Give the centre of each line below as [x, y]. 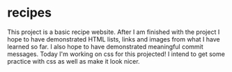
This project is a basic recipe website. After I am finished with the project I [114, 32]
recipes [30, 13]
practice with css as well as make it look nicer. [74, 61]
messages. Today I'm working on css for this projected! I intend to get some [116, 54]
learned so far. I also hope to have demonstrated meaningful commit [105, 46]
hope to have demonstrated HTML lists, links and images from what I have [114, 39]
